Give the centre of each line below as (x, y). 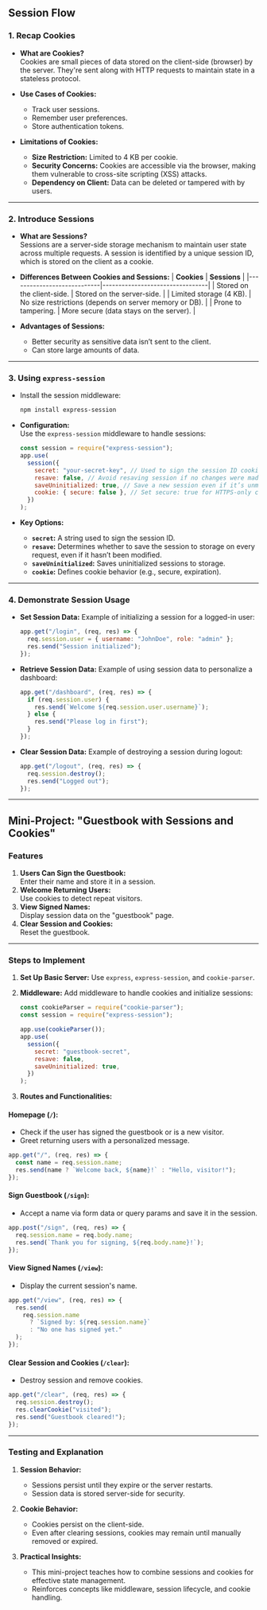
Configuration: (44, 426)
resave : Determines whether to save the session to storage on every (143, 546)
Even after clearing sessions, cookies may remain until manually (136, 1532)
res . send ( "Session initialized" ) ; (84, 647)
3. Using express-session (57, 378)
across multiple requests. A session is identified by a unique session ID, (137, 253)
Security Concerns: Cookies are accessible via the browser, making (144, 165)
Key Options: (42, 523)
